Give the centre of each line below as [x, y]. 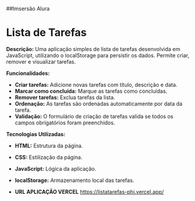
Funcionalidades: [28, 73]
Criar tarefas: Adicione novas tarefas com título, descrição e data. [96, 84]
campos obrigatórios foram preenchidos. [65, 123]
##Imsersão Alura [28, 9]
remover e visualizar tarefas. [41, 61]
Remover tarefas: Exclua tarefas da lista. [65, 97]
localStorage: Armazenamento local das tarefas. [75, 180]
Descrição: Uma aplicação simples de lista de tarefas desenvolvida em [93, 49]
